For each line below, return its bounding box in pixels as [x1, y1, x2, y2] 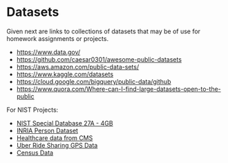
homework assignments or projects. [6, 34, 108, 42]
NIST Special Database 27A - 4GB [16, 119, 113, 127]
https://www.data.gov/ [16, 48, 81, 56]
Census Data [16, 148, 53, 157]
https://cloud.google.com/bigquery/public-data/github [16, 77, 171, 85]
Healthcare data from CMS [16, 133, 93, 142]
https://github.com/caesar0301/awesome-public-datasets [16, 55, 182, 63]
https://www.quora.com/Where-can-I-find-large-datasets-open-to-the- [16, 85, 222, 93]
